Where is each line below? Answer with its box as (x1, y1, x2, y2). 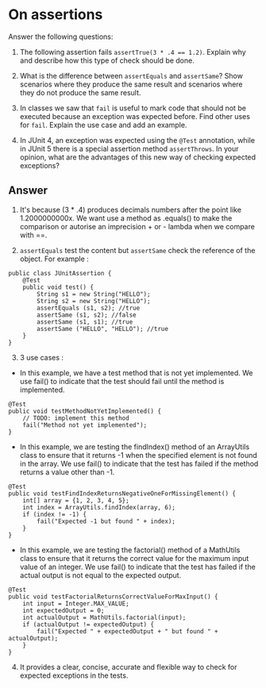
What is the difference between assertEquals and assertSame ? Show (19, 71, 244, 80)
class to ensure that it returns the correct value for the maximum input (19, 553, 249, 563)
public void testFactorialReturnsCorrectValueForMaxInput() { (8, 593, 218, 601)
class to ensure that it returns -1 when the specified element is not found (19, 450, 258, 459)
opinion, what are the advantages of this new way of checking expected (19, 152, 256, 162)
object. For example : (19, 254, 89, 263)
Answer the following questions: (8, 32, 114, 41)
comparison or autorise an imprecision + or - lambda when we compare (19, 221, 256, 231)
